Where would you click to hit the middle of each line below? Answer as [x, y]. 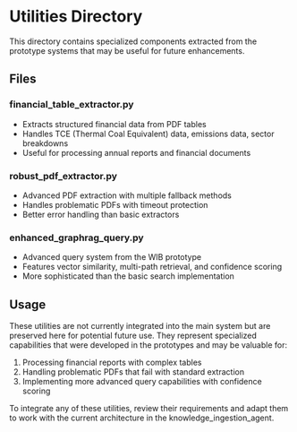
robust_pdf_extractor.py [64, 176]
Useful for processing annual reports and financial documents [136, 152]
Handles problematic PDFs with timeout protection [115, 204]
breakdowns [45, 143]
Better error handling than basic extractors [101, 214]
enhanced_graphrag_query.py [77, 238]
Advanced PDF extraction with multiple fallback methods [127, 195]
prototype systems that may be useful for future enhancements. [127, 50]
